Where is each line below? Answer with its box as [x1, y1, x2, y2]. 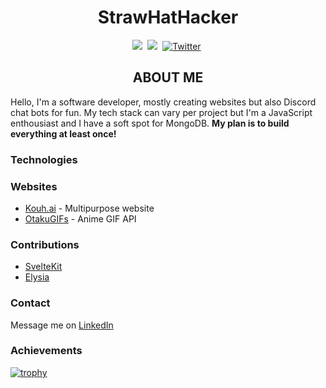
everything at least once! [10, 127, 117, 140]
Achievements [10, 344, 83, 358]
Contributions [10, 237, 80, 251]
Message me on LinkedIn [10, 319, 114, 331]
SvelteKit [24, 261, 63, 273]
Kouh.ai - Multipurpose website [24, 202, 155, 214]
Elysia [24, 271, 50, 283]
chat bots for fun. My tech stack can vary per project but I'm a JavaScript [10, 106, 313, 118]
